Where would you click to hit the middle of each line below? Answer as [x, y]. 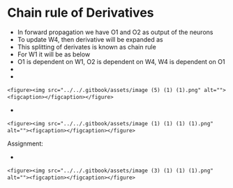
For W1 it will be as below [54, 54]
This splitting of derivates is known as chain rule [87, 47]
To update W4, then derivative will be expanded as [90, 39]
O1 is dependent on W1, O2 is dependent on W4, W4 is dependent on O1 [121, 61]
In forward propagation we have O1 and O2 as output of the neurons [115, 32]
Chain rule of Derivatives [81, 13]
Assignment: [25, 143]
